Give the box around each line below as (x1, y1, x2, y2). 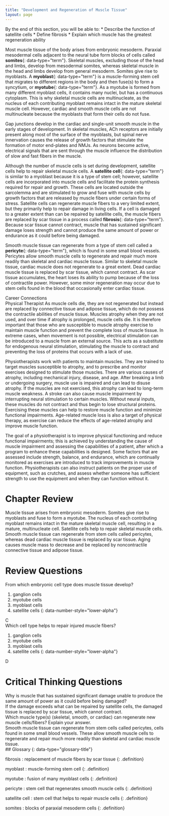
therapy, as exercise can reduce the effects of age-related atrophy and (5, 417, 153, 423)
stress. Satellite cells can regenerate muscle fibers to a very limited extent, (5, 200, 160, 206)
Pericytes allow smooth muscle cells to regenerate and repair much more (5, 253, 157, 259)
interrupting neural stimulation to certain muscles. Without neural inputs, (5, 396, 155, 402)
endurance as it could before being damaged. (5, 232, 100, 238)
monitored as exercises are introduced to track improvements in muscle (5, 459, 154, 465)
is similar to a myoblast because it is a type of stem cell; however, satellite (5, 173, 159, 179)
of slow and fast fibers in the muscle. (5, 152, 82, 159)
